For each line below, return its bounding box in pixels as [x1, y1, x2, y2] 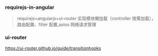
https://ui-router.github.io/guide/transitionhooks [5, 45, 101, 51]
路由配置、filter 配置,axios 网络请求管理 [17, 21, 97, 28]
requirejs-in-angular [5, 4, 55, 11]
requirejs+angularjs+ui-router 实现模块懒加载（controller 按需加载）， [17, 16, 156, 21]
